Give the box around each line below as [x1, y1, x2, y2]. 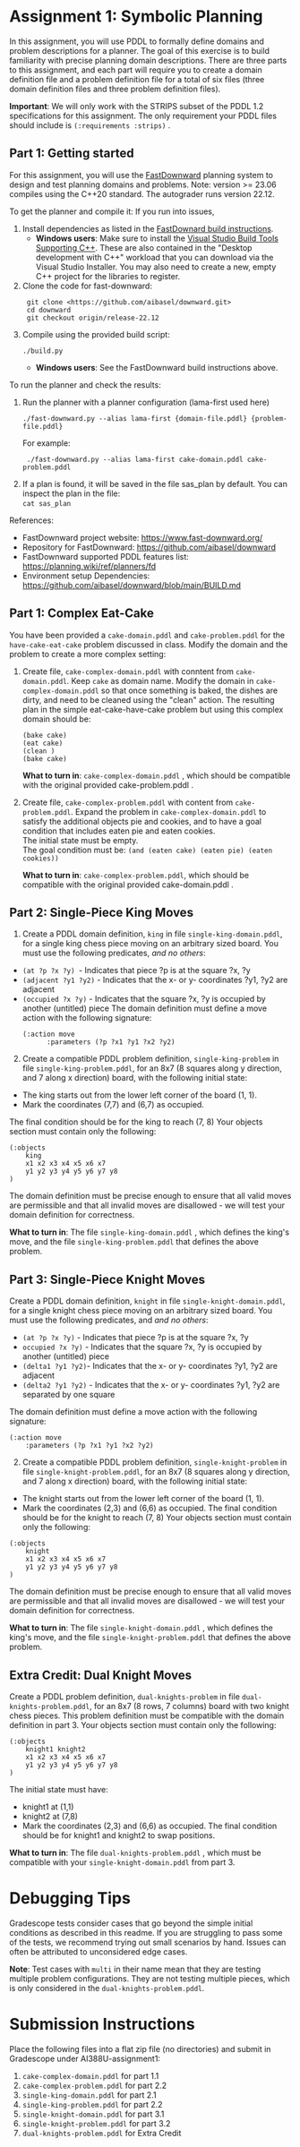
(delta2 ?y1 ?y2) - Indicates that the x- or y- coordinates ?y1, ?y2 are [21, 1380, 280, 1390]
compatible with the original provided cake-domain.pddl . [21, 879, 235, 890]
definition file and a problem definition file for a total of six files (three [9, 73, 265, 84]
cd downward [26, 305, 72, 314]
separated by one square [21, 1390, 116, 1400]
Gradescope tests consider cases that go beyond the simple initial [9, 1918, 253, 1929]
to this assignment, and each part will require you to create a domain [9, 64, 262, 75]
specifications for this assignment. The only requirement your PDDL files [9, 110, 278, 121]
